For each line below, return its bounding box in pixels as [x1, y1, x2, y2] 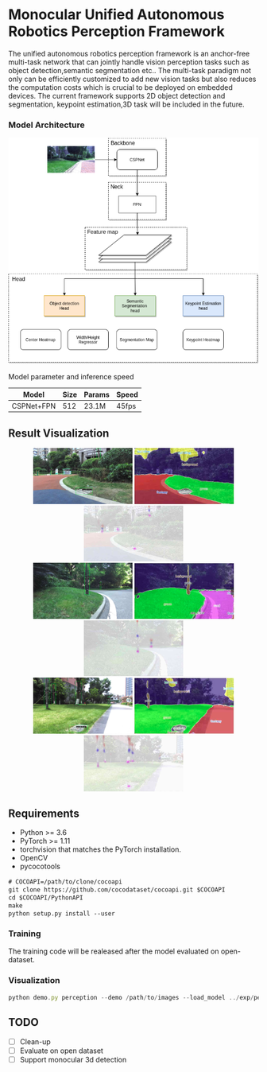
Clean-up [19, 1036, 52, 1047]
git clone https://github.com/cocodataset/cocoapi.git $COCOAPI [8, 886, 226, 894]
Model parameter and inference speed [8, 372, 134, 382]
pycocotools [19, 861, 61, 872]
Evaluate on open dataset [19, 1046, 103, 1055]
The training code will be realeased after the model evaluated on [8, 946, 220, 956]
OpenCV [19, 853, 48, 863]
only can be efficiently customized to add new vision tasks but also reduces [8, 74, 257, 84]
